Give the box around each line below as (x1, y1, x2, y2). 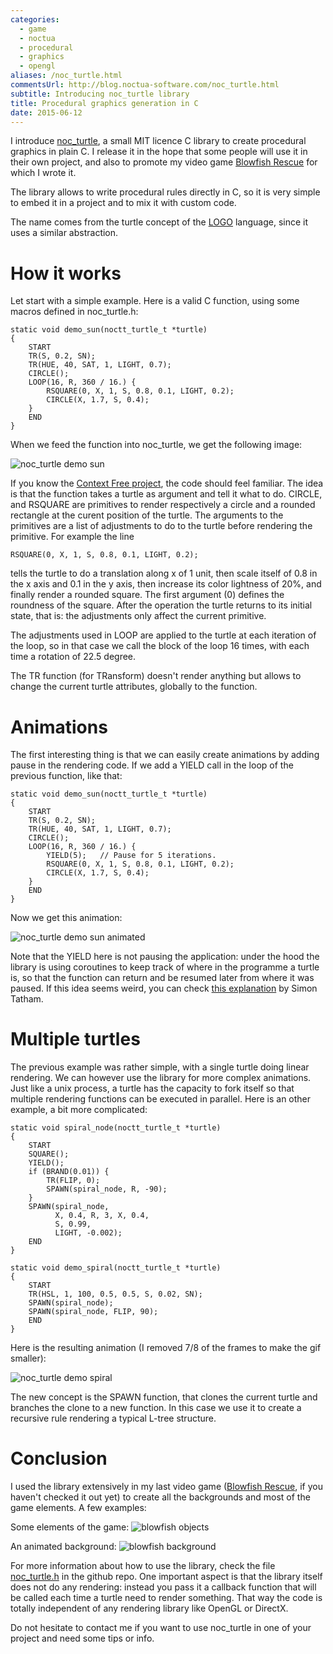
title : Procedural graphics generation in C (10, 98, 199, 108)
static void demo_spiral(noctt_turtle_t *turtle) (10, 1263, 222, 1273)
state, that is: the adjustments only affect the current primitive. (10, 610, 267, 622)
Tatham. (10, 993, 44, 1005)
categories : (10, 14, 60, 25)
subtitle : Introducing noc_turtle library (10, 89, 190, 99)
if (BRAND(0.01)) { (28, 1167, 110, 1177)
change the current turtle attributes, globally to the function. (10, 681, 258, 693)
